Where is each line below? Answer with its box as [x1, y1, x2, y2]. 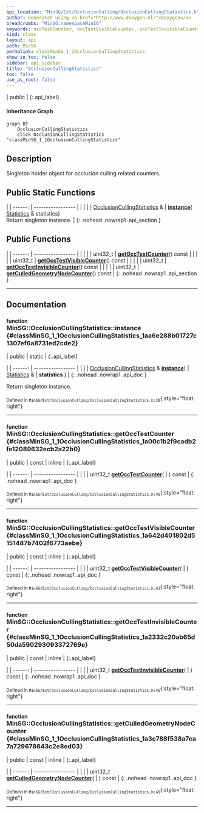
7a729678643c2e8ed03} [6, 742, 83, 751]
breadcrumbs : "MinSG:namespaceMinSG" [6, 20, 102, 26]
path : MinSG [6, 43, 36, 49]
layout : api [6, 37, 36, 43]
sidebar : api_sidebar [6, 60, 61, 66]
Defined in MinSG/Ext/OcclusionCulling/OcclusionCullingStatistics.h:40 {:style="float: [6, 488, 195, 498]
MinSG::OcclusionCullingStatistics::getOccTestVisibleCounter [6, 524, 195, 532]
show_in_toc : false [6, 54, 56, 60]
